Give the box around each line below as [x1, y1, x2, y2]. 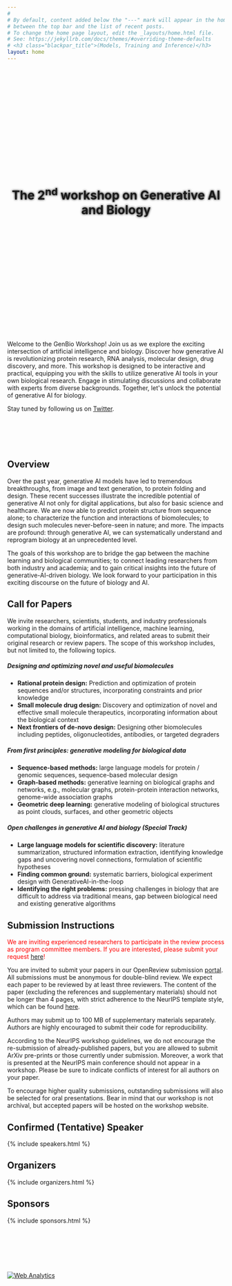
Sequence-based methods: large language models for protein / [17, 763, 200, 772]
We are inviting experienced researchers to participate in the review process [7, 938, 224, 946]
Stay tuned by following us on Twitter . [7, 405, 115, 413]
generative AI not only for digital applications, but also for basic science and [7, 498, 224, 507]
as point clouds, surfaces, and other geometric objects [17, 808, 174, 816]
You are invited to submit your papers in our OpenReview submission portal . [7, 966, 223, 974]
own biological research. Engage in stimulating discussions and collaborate [7, 376, 221, 384]
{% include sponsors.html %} [7, 1216, 91, 1225]
